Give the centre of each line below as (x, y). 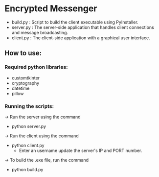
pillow (18, 93)
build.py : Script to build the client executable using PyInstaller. (75, 22)
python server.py (29, 126)
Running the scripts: (29, 106)
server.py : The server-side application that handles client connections (83, 27)
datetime (21, 88)
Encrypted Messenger (51, 9)
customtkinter (26, 78)
